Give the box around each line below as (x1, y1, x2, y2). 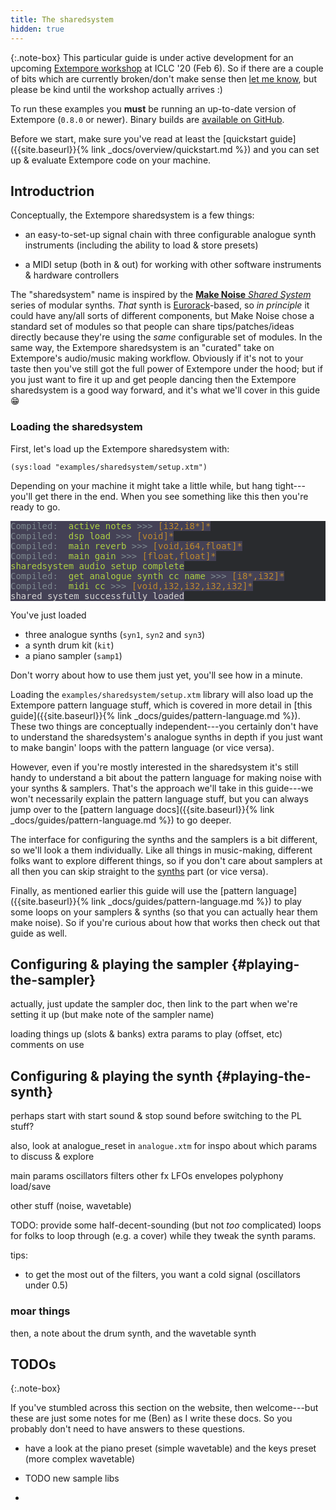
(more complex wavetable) (24, 1453, 136, 1465)
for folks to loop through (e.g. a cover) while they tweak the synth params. (10, 1230, 317, 1242)
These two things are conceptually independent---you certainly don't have (10, 720, 319, 732)
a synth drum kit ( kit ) (24, 639, 115, 651)
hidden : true (10, 24, 65, 34)
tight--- (274, 479, 306, 491)
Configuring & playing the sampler (10, 956, 229, 973)
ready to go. (10, 501, 61, 513)
